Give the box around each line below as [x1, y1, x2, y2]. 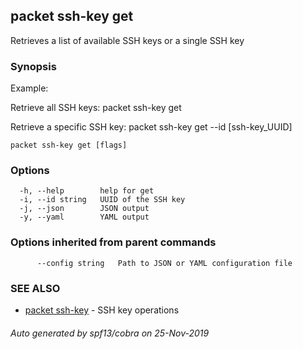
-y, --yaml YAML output [19, 212, 150, 223]
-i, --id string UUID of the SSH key [19, 195, 186, 205]
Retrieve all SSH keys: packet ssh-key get [10, 102, 182, 114]
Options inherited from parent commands [10, 235, 217, 249]
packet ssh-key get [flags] [10, 140, 128, 151]
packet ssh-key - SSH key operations [24, 304, 180, 316]
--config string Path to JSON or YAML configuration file [36, 258, 293, 268]
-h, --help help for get [19, 186, 155, 196]
